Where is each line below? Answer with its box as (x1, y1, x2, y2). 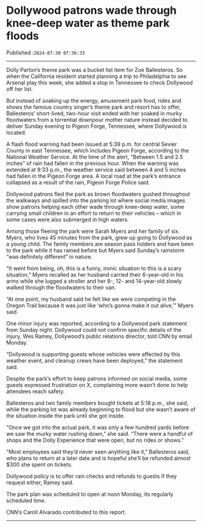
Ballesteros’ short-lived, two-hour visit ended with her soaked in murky (6, 109, 182, 117)
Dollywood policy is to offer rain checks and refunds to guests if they (6, 472, 177, 480)
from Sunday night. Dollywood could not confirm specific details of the (6, 326, 182, 333)
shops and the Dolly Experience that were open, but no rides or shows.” (6, 436, 185, 444)
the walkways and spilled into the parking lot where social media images (6, 196, 185, 204)
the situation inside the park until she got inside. (6, 412, 125, 419)
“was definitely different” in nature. (6, 253, 93, 260)
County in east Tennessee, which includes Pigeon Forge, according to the (6, 146, 189, 154)
